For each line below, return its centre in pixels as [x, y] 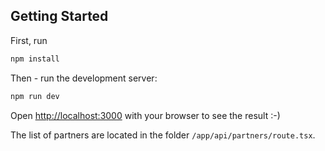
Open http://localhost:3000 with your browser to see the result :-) [145, 115]
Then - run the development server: [84, 78]
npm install [35, 59]
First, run [29, 40]
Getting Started [59, 16]
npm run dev [35, 96]
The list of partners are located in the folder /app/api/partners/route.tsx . [163, 135]
